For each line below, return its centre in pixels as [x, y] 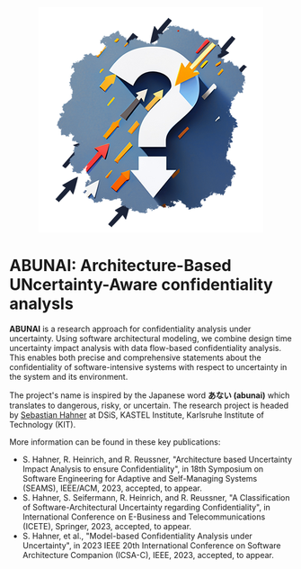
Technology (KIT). [43, 424]
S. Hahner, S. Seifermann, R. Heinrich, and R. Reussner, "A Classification [156, 497]
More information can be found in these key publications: [115, 442]
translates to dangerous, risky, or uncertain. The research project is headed [149, 405]
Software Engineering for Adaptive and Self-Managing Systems [140, 478]
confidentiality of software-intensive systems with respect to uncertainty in [148, 366]
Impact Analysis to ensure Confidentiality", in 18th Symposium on [143, 469]
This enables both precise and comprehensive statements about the [136, 357]
